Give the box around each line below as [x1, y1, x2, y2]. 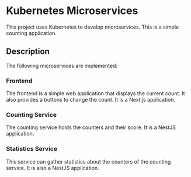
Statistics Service [6, 145, 57, 153]
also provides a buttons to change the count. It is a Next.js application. [6, 96, 176, 103]
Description [6, 47, 50, 57]
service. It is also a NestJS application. [6, 164, 99, 171]
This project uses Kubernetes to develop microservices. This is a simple [6, 23, 179, 30]
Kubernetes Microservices [6, 4, 138, 18]
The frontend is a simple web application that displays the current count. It [6, 90, 185, 97]
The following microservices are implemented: [6, 62, 118, 69]
